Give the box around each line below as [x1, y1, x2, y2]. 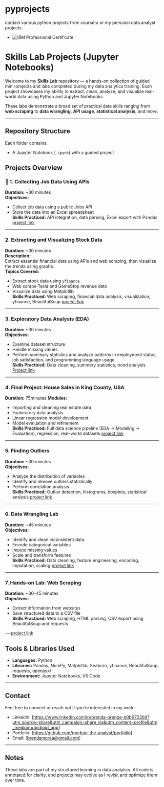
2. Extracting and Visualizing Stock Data [5, 236, 102, 243]
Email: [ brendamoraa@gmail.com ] [12, 735, 81, 741]
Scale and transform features [12, 552, 71, 558]
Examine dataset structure [12, 341, 65, 347]
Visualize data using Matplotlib [12, 288, 74, 294]
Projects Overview [5, 164, 62, 172]
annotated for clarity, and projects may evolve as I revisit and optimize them [5, 772, 158, 778]
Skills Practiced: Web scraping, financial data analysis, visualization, [12, 293, 151, 299]
